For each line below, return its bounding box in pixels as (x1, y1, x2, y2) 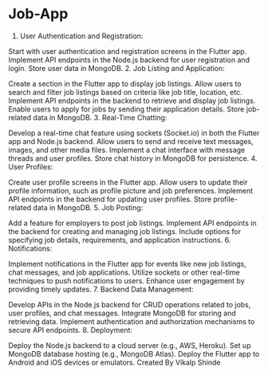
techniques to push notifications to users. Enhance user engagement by (8, 275, 245, 285)
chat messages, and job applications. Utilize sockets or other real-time (8, 268, 241, 277)
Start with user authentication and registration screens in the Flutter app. (8, 46, 247, 56)
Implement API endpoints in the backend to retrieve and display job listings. (8, 96, 256, 105)
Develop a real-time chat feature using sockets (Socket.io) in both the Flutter (8, 128, 260, 138)
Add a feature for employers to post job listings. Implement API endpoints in (8, 218, 257, 228)
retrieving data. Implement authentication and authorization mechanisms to (8, 316, 255, 326)
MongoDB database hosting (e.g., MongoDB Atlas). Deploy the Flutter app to (8, 349, 260, 358)
